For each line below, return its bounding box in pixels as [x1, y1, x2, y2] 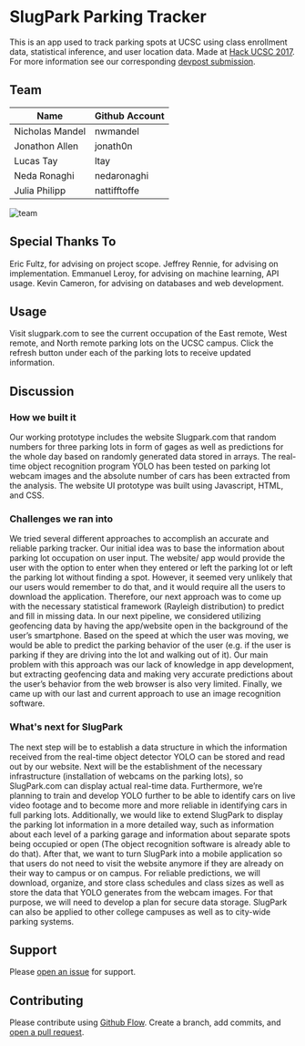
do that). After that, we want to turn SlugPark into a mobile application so [9, 848, 283, 859]
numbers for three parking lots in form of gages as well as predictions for [9, 441, 284, 452]
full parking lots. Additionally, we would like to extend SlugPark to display [9, 809, 284, 820]
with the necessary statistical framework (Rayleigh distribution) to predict [9, 601, 285, 612]
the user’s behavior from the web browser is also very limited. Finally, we [9, 678, 282, 689]
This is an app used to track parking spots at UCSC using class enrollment [9, 36, 289, 47]
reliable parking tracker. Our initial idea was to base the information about [9, 543, 285, 554]
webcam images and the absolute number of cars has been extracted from [9, 471, 290, 482]
